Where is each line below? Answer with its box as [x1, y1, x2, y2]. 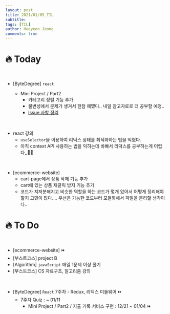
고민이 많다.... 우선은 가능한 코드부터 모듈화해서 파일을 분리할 [30, 195, 152, 201]
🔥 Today [5, 53, 41, 65]
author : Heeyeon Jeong [5, 27, 54, 32]
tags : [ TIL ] [5, 22, 31, 27]
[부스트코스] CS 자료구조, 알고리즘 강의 [12, 267, 91, 274]
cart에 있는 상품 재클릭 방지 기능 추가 [20, 182, 95, 188]
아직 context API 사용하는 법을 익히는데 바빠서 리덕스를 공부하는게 [20, 143, 153, 149]
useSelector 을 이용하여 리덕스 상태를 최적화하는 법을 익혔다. [20, 136, 142, 142]
